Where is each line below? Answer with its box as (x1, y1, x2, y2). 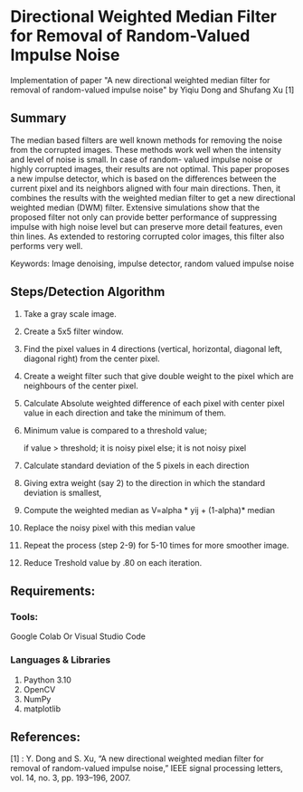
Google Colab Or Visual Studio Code (10, 631, 147, 642)
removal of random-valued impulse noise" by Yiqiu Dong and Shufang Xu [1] (10, 84, 295, 95)
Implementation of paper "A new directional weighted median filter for (10, 74, 270, 85)
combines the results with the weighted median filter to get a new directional (10, 192, 296, 203)
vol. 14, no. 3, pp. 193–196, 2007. (10, 772, 131, 784)
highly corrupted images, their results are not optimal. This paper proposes (10, 163, 290, 174)
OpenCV (23, 683, 56, 694)
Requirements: (10, 583, 96, 598)
